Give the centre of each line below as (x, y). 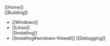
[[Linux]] (21, 27)
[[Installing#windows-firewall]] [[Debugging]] (58, 38)
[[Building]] (16, 12)
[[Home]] (14, 7)
